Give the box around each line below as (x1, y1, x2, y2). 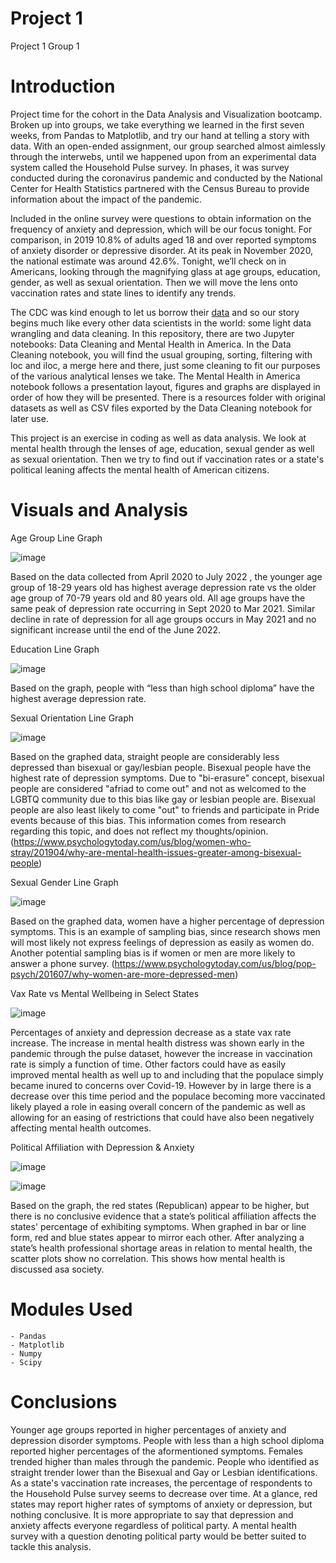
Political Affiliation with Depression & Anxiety (10, 1141, 195, 1153)
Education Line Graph (10, 643, 100, 655)
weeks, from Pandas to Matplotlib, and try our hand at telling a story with (10, 129, 310, 141)
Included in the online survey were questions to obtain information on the (10, 212, 312, 224)
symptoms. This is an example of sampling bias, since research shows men (10, 925, 321, 937)
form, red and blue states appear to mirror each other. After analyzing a (10, 1231, 305, 1243)
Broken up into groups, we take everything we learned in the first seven (10, 118, 305, 131)
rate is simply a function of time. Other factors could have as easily (10, 1058, 287, 1070)
